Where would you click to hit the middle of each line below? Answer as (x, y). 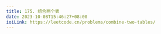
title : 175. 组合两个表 (33, 11)
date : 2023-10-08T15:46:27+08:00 (47, 17)
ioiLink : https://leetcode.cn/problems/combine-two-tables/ (81, 22)
